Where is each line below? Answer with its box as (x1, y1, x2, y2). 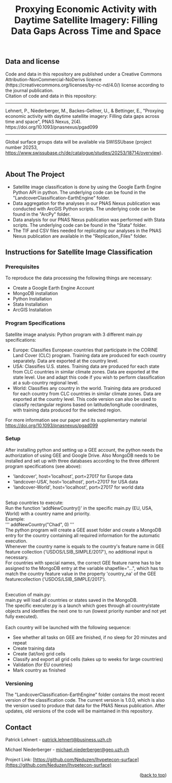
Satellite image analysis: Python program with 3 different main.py (5, 331, 142, 337)
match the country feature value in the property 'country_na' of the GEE (5, 571, 156, 577)
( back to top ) (139, 772, 167, 778)
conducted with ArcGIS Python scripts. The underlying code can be (12, 205, 156, 211)
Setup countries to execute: (5, 500, 64, 506)
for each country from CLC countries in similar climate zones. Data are (12, 390, 162, 397)
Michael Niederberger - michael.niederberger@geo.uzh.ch (5, 746, 130, 753)
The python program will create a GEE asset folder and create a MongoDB (5, 527, 162, 533)
